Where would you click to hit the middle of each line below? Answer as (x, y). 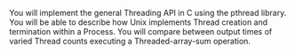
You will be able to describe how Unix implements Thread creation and (139, 22)
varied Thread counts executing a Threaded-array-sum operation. (130, 41)
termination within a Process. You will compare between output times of (141, 31)
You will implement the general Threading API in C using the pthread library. (148, 13)
